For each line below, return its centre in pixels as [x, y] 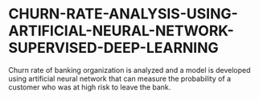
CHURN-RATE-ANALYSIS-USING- [123, 14]
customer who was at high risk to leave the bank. [90, 87]
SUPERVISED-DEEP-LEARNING [113, 48]
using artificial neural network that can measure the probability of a [120, 78]
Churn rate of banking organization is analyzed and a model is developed [129, 70]
